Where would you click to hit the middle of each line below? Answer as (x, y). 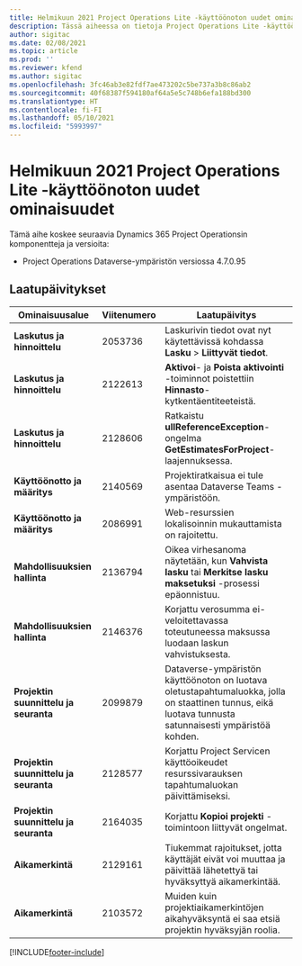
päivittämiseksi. (198, 796)
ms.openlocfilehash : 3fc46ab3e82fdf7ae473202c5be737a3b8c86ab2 (130, 85)
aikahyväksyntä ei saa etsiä (222, 918)
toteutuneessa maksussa (218, 631)
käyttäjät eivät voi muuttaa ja (225, 859)
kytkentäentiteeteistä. (210, 401)
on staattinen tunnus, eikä (219, 702)
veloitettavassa (197, 620)
